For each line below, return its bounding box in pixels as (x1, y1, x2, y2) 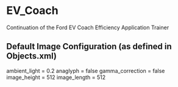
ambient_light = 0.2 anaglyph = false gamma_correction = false (6, 67, 165, 74)
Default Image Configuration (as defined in (6, 41, 172, 52)
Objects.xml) (6, 51, 57, 61)
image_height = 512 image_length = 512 (6, 74, 106, 81)
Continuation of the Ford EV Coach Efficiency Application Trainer (6, 24, 169, 31)
